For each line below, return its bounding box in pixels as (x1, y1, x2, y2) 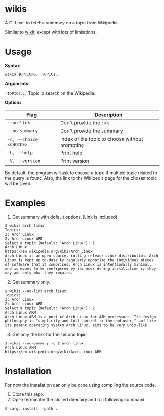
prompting (60, 141, 84, 148)
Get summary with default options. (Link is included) (12, 214, 118, 220)
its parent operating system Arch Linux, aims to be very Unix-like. (5, 322, 150, 328)
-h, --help (7, 150, 33, 155)
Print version (60, 157, 89, 164)
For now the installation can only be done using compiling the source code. (5, 382, 156, 388)
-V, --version (7, 158, 41, 164)
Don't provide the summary (60, 127, 123, 134)
